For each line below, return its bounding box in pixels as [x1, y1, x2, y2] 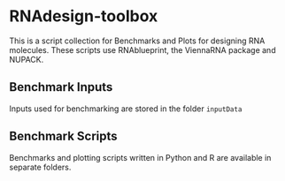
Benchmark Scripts [9, 129, 118, 144]
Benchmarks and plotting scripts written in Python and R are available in [9, 152, 272, 162]
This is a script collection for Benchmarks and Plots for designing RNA [9, 35, 266, 46]
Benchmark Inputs [9, 79, 113, 94]
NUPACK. [9, 54, 44, 64]
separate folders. [9, 162, 72, 172]
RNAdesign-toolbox [9, 6, 158, 26]
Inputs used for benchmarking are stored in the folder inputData [9, 103, 243, 114]
